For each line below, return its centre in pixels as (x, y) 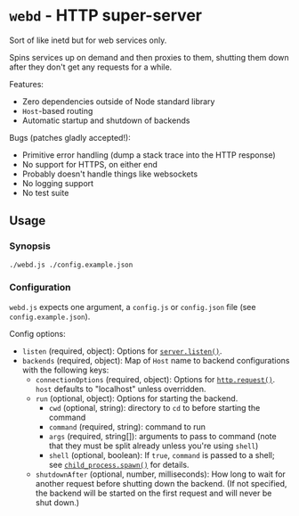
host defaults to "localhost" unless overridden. (121, 389)
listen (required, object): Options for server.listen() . (122, 351)
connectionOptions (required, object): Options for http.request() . (155, 379)
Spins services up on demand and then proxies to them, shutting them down (149, 57)
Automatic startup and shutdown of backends (106, 120)
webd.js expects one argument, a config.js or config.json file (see (133, 307)
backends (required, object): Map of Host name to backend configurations (156, 360)
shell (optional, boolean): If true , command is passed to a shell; (162, 455)
